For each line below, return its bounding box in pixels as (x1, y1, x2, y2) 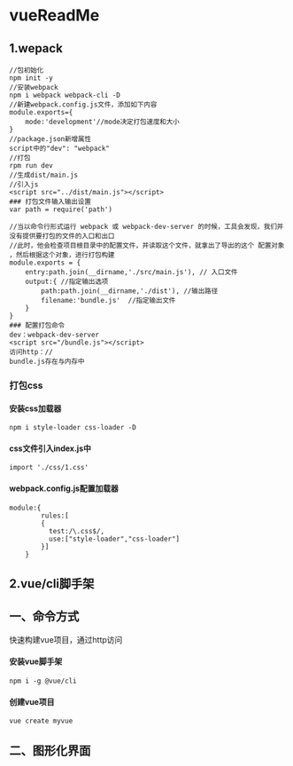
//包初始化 (9, 66, 44, 75)
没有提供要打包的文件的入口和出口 (9, 232, 115, 241)
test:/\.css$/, (48, 526, 104, 535)
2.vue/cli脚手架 (9, 576, 95, 591)
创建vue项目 (9, 696, 55, 707)
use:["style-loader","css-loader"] (48, 534, 180, 543)
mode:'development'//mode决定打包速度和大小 (25, 117, 180, 126)
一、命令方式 (9, 609, 80, 624)
